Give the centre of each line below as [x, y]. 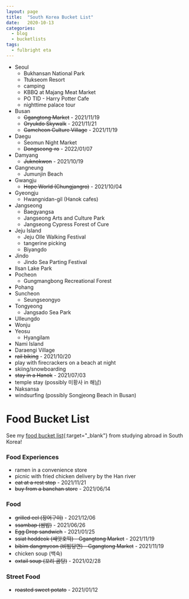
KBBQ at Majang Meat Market [60, 92]
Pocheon [26, 274]
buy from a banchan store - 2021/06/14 [62, 488]
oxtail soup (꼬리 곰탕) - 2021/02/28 [58, 561]
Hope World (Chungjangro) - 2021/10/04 [73, 186]
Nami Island [29, 343]
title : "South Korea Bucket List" [50, 17]
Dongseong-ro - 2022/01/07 [58, 149]
